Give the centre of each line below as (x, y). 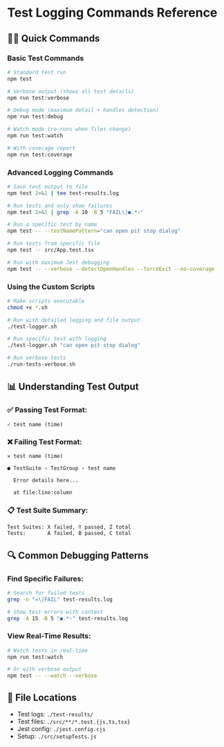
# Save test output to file (48, 186)
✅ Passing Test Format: (47, 410)
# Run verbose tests (37, 358)
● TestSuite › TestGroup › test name (62, 468)
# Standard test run (37, 72)
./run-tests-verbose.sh (41, 364)
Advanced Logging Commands (60, 173)
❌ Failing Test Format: (45, 441)
